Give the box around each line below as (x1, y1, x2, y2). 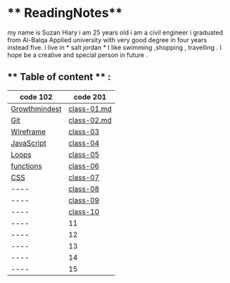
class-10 (68, 206, 100, 216)
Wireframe (11, 127, 46, 137)
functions (11, 161, 42, 170)
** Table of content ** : (7, 71, 111, 83)
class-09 (68, 195, 100, 205)
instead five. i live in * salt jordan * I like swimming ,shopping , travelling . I (7, 43, 222, 51)
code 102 (20, 92, 53, 101)
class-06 (68, 161, 100, 170)
